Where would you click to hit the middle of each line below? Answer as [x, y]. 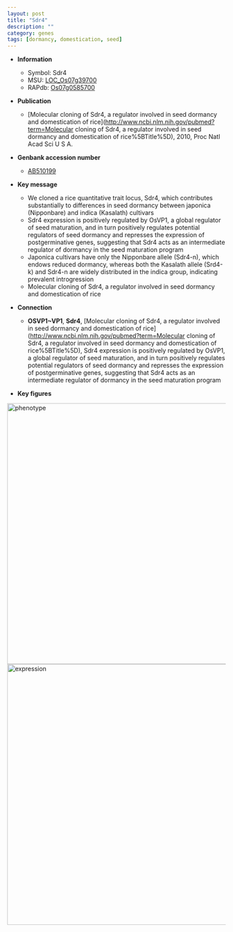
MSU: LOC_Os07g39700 [62, 80]
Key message [37, 184]
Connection [34, 307]
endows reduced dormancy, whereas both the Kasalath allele [115, 264]
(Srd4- [214, 264]
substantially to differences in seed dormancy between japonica [119, 205]
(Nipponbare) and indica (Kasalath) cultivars [91, 213]
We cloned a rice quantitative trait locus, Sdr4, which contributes [120, 198]
